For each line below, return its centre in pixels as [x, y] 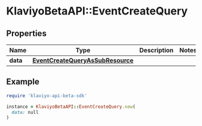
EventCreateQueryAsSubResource [83, 60]
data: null [25, 112]
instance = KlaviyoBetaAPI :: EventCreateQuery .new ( [71, 107]
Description [156, 50]
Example [23, 82]
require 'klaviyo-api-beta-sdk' [47, 96]
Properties [26, 33]
